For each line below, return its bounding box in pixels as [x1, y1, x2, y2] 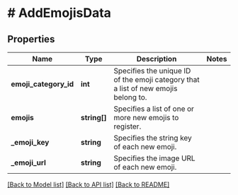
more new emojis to [113, 113, 179, 122]
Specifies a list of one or [113, 104, 195, 114]
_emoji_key [11, 138, 50, 147]
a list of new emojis [113, 83, 178, 93]
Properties [7, 33, 55, 45]
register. [113, 122, 142, 131]
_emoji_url [11, 158, 46, 167]
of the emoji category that [113, 75, 200, 84]
